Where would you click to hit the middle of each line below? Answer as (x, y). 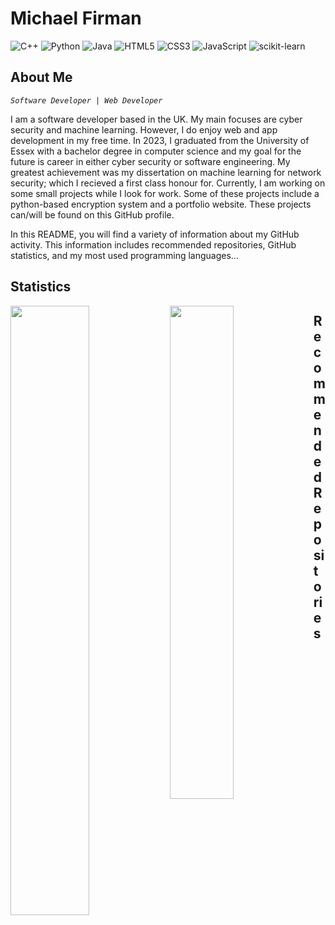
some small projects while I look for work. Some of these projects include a (165, 193)
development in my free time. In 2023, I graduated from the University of (160, 140)
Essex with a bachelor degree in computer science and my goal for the (156, 151)
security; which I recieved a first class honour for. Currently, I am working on (168, 183)
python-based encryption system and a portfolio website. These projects (161, 204)
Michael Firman (76, 18)
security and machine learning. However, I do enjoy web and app (144, 129)
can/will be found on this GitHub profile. (92, 214)
